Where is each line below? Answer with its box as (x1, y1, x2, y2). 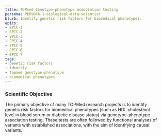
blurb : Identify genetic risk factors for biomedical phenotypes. (5, 16, 142, 21)
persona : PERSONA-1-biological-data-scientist (5, 12, 101, 16)
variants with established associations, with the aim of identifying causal (5, 122, 150, 128)
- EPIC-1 (5, 25, 23, 30)
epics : (5, 20, 18, 26)
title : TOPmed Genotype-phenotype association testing (5, 7, 118, 12)
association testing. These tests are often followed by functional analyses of (5, 117, 157, 123)
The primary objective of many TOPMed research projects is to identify (5, 102, 147, 107)
